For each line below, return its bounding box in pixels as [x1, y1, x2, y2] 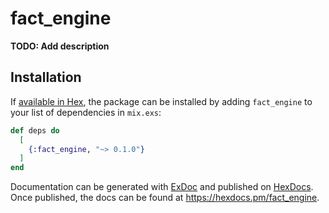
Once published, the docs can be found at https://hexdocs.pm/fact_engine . [10, 192, 320, 204]
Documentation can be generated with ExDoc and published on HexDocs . [10, 181, 314, 193]
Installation [10, 69, 82, 86]
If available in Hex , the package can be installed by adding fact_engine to [10, 95, 313, 107]
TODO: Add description [10, 40, 110, 52]
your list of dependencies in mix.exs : [10, 106, 162, 118]
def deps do [10, 125, 60, 136]
